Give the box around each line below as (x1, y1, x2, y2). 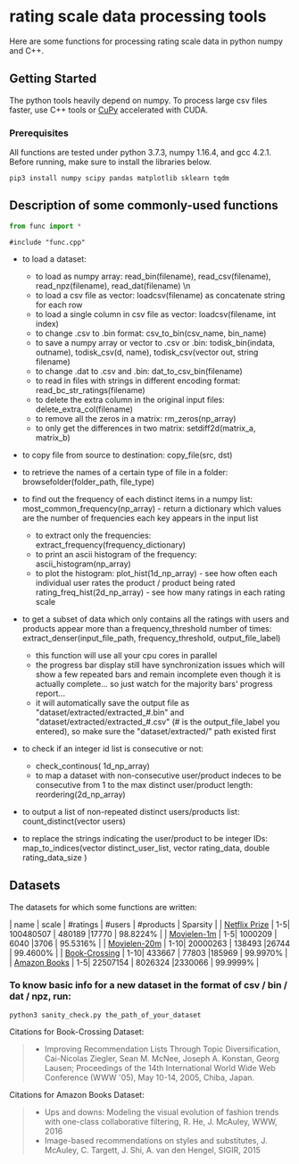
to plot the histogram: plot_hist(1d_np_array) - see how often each (35, 567, 278, 578)
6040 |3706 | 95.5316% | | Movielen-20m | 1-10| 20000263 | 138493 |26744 (9, 938, 291, 949)
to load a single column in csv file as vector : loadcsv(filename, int (35, 308, 277, 319)
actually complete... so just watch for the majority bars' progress (35, 678, 274, 689)
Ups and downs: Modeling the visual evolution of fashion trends (44, 1106, 279, 1118)
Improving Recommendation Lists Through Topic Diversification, (44, 1043, 281, 1054)
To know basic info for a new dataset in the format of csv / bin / (9, 979, 288, 992)
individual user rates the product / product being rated (35, 577, 236, 588)
